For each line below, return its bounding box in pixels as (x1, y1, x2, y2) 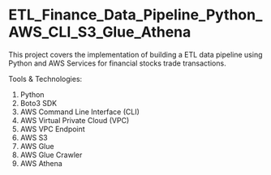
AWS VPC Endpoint (19, 124, 85, 134)
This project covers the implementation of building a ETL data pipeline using (8, 49, 263, 59)
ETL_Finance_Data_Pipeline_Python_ (8, 6, 263, 24)
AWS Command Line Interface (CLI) (19, 107, 140, 117)
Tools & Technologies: (8, 74, 83, 83)
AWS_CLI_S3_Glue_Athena (8, 23, 191, 41)
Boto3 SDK (19, 98, 58, 108)
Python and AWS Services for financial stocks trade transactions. (8, 58, 226, 68)
